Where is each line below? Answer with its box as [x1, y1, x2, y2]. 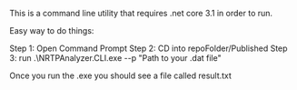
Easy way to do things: [9, 25, 94, 35]
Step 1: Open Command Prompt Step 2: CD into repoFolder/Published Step [9, 43, 288, 54]
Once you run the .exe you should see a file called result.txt [9, 70, 232, 81]
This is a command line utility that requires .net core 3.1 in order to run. [9, 8, 273, 18]
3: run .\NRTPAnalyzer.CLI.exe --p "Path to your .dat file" [9, 53, 222, 63]
